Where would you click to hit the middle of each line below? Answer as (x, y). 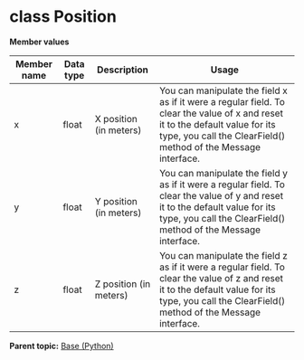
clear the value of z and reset (221, 278)
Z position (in (123, 284)
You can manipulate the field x (223, 90)
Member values (39, 42)
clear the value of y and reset (221, 195)
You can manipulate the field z (223, 255)
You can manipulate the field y (223, 173)
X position (116, 118)
